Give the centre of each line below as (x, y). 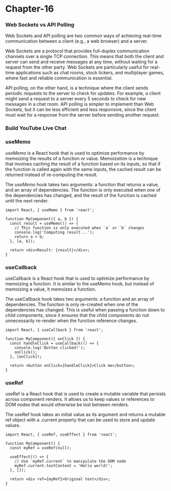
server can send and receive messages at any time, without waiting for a (81, 62)
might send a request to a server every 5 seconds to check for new (76, 99)
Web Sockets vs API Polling (40, 25)
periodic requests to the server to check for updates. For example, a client (83, 93)
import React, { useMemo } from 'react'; (50, 210)
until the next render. (27, 200)
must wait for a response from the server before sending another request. (83, 115)
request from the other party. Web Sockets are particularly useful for (77, 67)
